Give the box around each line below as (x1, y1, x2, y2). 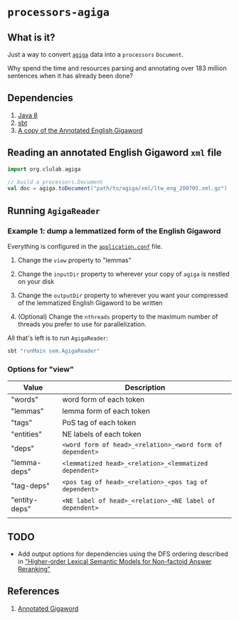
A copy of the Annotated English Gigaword (17, 126, 143, 134)
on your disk (17, 277, 55, 286)
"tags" (11, 418, 33, 428)
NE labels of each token (62, 429, 142, 439)
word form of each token (62, 395, 145, 405)
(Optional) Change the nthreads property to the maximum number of (17, 312, 218, 321)
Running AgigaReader (7, 205, 101, 217)
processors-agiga (7, 6, 110, 19)
